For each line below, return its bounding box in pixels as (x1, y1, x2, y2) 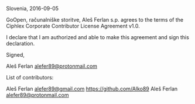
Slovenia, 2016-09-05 (6, 5, 59, 12)
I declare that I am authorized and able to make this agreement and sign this (6, 34, 189, 40)
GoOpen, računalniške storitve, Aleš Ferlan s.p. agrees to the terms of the (6, 16, 183, 23)
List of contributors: (6, 74, 54, 81)
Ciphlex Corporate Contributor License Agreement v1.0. (6, 23, 141, 29)
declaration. (6, 40, 35, 47)
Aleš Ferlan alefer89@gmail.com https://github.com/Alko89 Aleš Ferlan (6, 85, 178, 92)
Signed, (6, 51, 25, 58)
